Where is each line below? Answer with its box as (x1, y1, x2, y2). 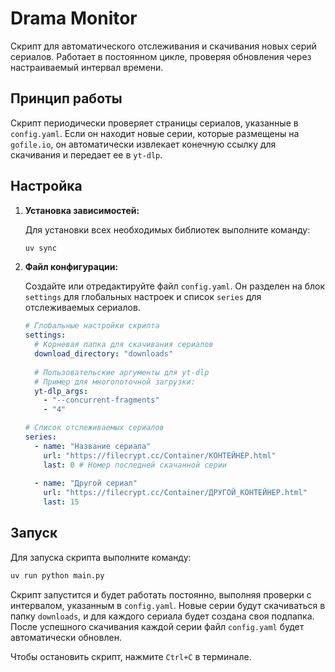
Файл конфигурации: (24, 261, 119, 273)
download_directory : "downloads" (34, 349, 174, 359)
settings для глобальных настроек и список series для (24, 291, 262, 303)
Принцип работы (10, 90, 123, 107)
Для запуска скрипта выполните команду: (10, 551, 192, 563)
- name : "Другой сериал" (34, 478, 138, 489)
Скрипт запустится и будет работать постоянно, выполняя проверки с (10, 588, 312, 601)
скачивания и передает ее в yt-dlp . (10, 148, 163, 161)
